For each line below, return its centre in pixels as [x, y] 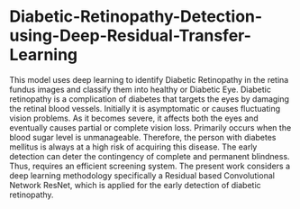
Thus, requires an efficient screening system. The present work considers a [150, 166]
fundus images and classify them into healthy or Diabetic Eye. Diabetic [141, 89]
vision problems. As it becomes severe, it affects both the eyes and [134, 118]
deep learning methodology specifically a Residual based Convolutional [142, 175]
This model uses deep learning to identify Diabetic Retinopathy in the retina [149, 79]
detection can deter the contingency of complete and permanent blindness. [150, 156]
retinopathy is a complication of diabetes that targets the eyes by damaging [150, 99]
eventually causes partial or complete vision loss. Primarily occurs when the [150, 127]
